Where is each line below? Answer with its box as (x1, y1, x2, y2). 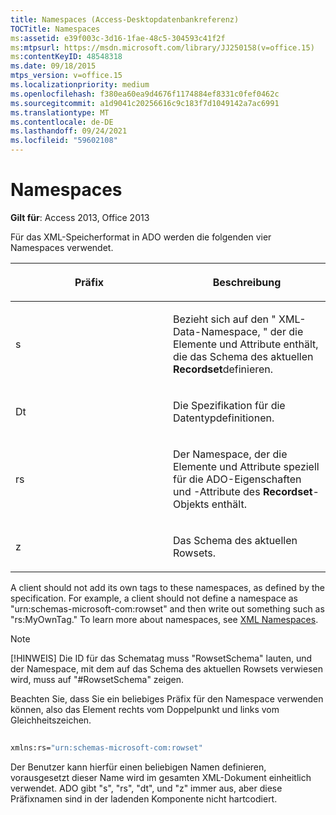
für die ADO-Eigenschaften (173, 472, 302, 486)
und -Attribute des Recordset (173, 484, 313, 498)
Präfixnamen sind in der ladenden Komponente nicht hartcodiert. (10, 792, 278, 805)
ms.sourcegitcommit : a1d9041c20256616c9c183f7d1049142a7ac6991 (10, 98, 280, 108)
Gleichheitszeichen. (10, 714, 92, 726)
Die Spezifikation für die (173, 398, 286, 412)
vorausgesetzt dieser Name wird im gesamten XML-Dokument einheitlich (10, 771, 312, 783)
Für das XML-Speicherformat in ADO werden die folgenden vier (10, 231, 272, 243)
